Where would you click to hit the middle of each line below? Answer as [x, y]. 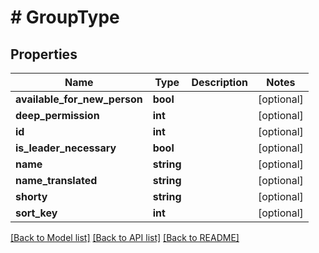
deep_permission [57, 115]
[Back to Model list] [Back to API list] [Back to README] [125, 237]
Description [219, 82]
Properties [44, 54]
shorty [31, 196]
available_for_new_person [79, 99]
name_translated [56, 180]
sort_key [36, 213]
